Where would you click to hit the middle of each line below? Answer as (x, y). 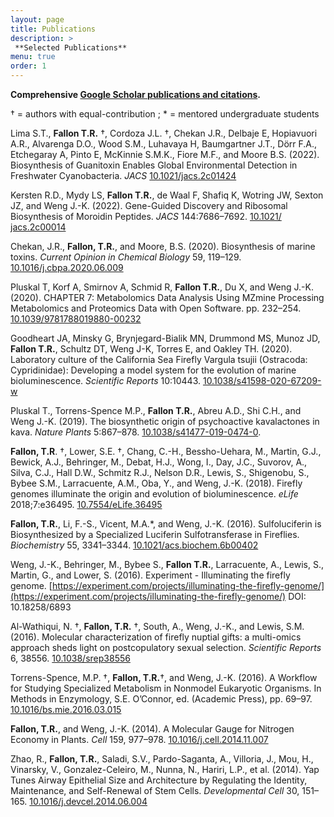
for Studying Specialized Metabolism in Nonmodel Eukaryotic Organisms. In (166, 688)
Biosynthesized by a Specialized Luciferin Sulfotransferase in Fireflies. (155, 534)
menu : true (33, 57)
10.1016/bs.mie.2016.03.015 (66, 709)
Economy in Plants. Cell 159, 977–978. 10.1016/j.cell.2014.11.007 (139, 739)
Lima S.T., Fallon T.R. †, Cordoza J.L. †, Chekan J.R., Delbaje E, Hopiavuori (164, 133)
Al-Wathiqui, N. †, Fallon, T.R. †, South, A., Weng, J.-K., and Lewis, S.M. (157, 626)
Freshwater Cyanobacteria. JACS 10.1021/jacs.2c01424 (123, 175)
